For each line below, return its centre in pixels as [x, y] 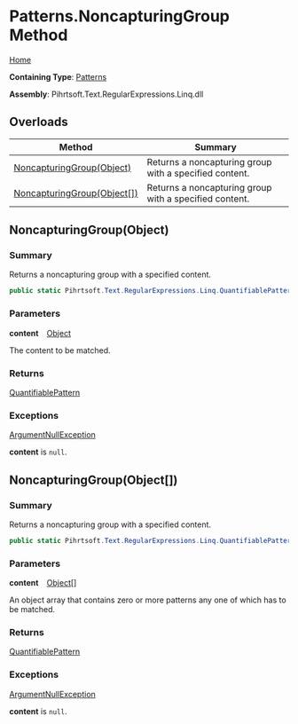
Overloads [39, 122]
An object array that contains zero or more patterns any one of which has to [148, 600]
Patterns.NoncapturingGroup [120, 16]
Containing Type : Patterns [58, 76]
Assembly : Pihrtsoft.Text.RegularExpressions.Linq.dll [106, 94]
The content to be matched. [60, 350]
